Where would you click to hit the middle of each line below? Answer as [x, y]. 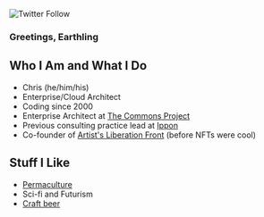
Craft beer [41, 203]
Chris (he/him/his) [55, 87]
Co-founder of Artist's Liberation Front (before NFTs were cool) [139, 135]
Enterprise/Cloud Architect [71, 96]
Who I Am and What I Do [78, 66]
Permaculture [47, 184]
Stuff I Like [39, 163]
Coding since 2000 [58, 106]
